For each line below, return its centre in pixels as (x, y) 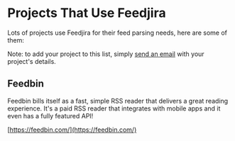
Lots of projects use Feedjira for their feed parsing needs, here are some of (117, 33)
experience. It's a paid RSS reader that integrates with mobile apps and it (114, 108)
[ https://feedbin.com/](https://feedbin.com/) (72, 130)
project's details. (32, 61)
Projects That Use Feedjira (87, 13)
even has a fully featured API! (50, 115)
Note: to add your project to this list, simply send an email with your (106, 54)
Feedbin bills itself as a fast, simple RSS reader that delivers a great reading (118, 101)
